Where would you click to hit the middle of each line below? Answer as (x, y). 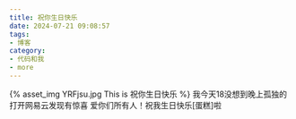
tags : (19, 34)
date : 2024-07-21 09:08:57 (60, 26)
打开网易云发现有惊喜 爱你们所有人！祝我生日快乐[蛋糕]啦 (116, 105)
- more (22, 68)
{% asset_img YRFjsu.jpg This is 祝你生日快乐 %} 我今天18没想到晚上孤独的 (148, 94)
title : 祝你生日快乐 (44, 17)
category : (28, 51)
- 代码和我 (27, 59)
